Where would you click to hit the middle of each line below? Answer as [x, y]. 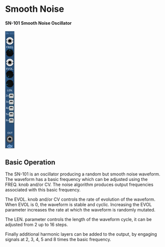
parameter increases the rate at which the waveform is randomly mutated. [80, 210]
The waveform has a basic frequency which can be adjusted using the [76, 179]
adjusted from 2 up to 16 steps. [36, 225]
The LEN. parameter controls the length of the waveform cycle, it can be [78, 219]
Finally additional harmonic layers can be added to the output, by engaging [81, 234]
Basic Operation [30, 162]
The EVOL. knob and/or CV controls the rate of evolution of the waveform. [80, 199]
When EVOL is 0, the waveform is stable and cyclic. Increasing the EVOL [78, 205]
